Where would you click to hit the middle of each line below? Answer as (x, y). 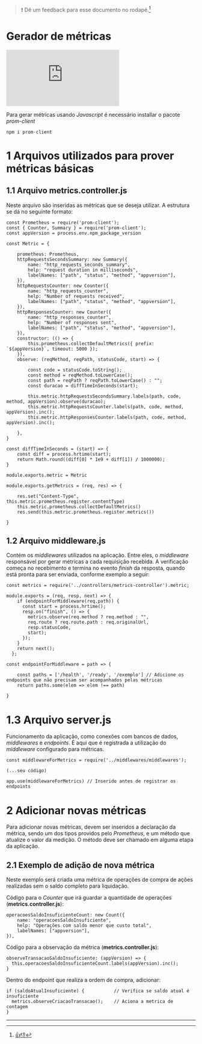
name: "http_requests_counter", (69, 291)
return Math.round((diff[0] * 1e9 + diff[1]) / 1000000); (91, 459)
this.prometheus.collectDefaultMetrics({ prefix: (91, 343)
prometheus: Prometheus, (48, 254)
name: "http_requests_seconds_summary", (79, 265)
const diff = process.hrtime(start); (64, 454)
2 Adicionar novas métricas (76, 810)
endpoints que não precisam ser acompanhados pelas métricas (84, 680)
